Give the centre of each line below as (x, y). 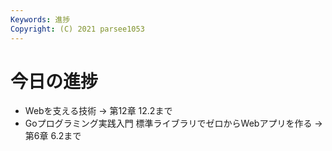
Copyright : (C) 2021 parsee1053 (77, 29)
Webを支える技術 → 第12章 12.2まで (98, 111)
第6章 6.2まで (53, 136)
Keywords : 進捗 (40, 19)
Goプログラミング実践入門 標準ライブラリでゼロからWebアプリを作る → (173, 123)
